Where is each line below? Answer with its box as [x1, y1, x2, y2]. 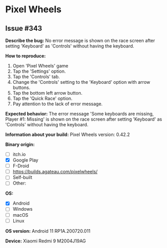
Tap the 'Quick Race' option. [12, 96, 73, 101]
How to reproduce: [5, 53, 46, 59]
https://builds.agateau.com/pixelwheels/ [12, 169, 98, 175]
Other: [12, 180, 27, 186]
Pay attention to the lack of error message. [12, 101, 103, 107]
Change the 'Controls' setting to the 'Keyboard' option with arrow [12, 79, 151, 85]
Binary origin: [5, 142, 35, 147]
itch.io [12, 151, 26, 157]
